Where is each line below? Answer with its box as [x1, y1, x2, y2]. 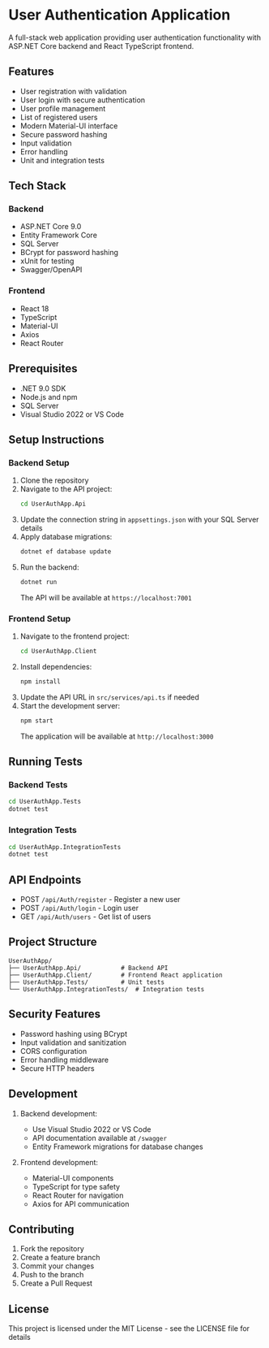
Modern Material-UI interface [19, 120, 118, 131]
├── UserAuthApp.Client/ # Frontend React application [8, 971, 223, 979]
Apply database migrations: [19, 532, 113, 542]
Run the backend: [19, 562, 79, 572]
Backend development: [19, 1108, 98, 1118]
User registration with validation [19, 86, 127, 96]
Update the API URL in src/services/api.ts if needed [19, 692, 200, 702]
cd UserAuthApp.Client [19, 648, 97, 656]
